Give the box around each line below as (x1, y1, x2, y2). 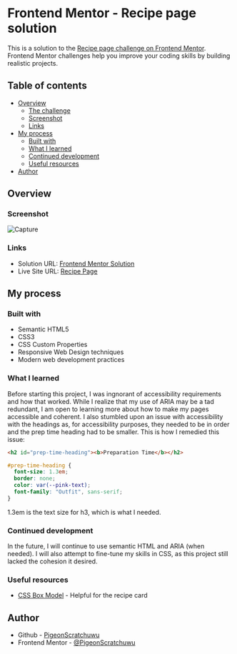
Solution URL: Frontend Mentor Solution (17, 259, 135, 268)
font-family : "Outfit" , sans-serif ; (14, 488, 123, 495)
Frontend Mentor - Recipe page (7, 5, 196, 21)
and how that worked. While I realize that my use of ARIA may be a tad (7, 397, 214, 406)
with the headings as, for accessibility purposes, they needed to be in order (7, 420, 230, 428)
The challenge (28, 106, 71, 115)
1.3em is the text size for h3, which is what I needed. (7, 508, 161, 516)
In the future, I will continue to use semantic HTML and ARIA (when (7, 542, 205, 550)
